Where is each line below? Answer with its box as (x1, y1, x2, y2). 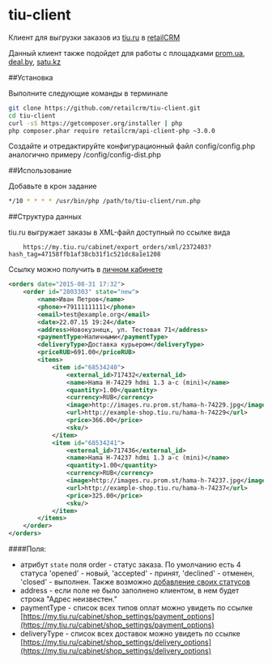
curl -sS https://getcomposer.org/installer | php (8, 119, 183, 127)
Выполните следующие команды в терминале (8, 88, 168, 98)
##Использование (8, 166, 72, 175)
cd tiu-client (8, 111, 57, 119)
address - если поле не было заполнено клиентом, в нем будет (19, 586, 240, 596)
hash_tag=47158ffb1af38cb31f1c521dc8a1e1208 (8, 250, 161, 259)
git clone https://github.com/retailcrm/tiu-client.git (8, 104, 201, 112)
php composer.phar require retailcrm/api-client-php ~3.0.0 (8, 127, 216, 135)
